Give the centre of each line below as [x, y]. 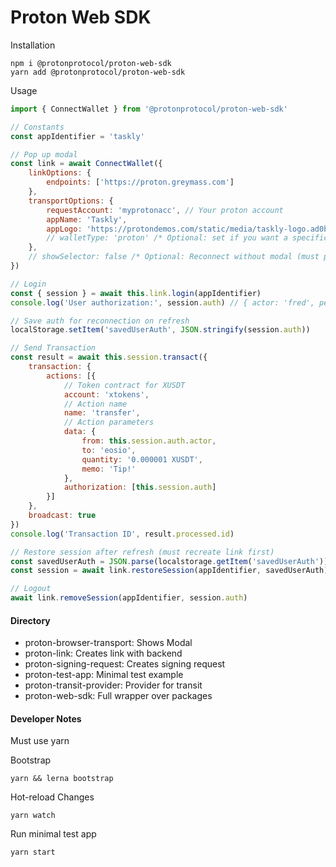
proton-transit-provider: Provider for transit [113, 685]
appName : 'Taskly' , [87, 219]
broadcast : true [62, 516]
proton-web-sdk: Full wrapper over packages [118, 696]
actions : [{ [71, 376]
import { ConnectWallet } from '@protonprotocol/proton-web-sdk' [149, 109]
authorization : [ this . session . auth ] [140, 487]
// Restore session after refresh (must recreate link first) [142, 552]
